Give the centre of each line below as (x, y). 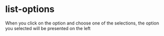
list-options (30, 9)
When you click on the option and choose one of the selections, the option (82, 23)
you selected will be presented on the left (48, 28)
